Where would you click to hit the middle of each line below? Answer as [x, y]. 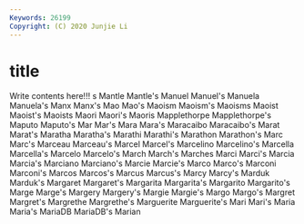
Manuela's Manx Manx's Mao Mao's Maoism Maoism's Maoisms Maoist [144, 106]
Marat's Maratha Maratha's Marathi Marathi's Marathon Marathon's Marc [147, 135]
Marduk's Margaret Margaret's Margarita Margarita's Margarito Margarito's [150, 183]
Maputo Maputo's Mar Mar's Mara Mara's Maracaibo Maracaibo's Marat [145, 125]
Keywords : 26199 [40, 18]
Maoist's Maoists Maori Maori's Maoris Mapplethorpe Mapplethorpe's [140, 115]
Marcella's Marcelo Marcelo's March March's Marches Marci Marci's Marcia [152, 154]
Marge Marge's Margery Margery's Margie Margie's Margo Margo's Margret [152, 192]
